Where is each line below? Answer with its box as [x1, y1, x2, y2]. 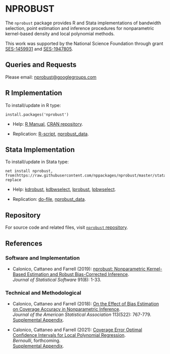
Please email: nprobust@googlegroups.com [5, 74, 97, 80]
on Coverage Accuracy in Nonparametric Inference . [12, 306, 120, 312]
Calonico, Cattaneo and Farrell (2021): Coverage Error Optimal [12, 327, 143, 333]
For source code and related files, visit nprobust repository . [5, 224, 128, 231]
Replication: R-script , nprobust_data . [12, 130, 89, 137]
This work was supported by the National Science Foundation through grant [5, 40, 163, 46]
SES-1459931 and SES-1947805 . [5, 46, 73, 52]
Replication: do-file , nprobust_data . [12, 196, 86, 202]
